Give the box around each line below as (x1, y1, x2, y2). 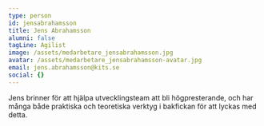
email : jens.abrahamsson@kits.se (8, 64, 120, 72)
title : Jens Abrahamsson (8, 26, 91, 34)
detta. (8, 109, 28, 120)
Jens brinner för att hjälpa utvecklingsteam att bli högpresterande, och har (8, 93, 254, 102)
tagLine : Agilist (8, 41, 66, 49)
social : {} (8, 71, 45, 79)
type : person (8, 11, 52, 20)
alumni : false (8, 33, 56, 42)
